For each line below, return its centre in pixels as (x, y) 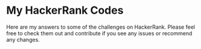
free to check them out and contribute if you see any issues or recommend (99, 33)
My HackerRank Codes (65, 10)
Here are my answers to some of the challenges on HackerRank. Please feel (101, 27)
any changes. (23, 39)
